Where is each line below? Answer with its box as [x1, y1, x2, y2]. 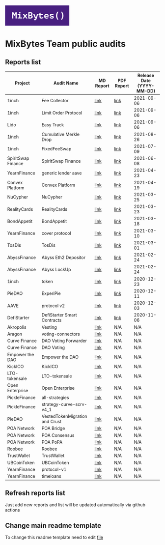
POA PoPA [41, 439, 63, 445]
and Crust [41, 419, 62, 424]
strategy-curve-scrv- [41, 401, 87, 407]
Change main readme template [5, 521, 102, 530]
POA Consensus [41, 432, 75, 438]
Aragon [7, 331, 23, 337]
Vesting [41, 324, 57, 330]
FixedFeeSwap [41, 146, 72, 152]
